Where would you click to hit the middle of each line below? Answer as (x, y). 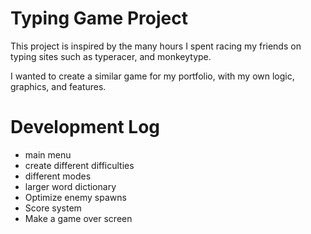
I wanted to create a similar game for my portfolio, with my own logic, (152, 76)
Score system (53, 208)
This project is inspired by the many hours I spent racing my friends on (156, 46)
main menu (48, 154)
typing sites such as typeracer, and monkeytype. (111, 56)
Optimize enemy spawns (75, 197)
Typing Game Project (99, 18)
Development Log (85, 127)
